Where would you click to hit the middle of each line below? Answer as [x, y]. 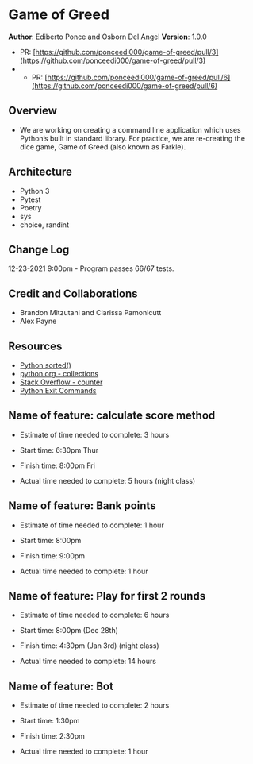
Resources [35, 346]
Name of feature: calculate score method [112, 416]
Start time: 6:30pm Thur [59, 450]
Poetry [31, 207]
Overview [33, 111]
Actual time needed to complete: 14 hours [88, 662]
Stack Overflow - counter [61, 382]
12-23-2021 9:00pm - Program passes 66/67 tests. [91, 268]
